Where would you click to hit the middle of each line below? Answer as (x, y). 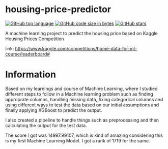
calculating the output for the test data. (46, 125)
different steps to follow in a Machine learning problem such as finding (79, 94)
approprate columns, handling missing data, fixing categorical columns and (84, 99)
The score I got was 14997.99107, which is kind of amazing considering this (84, 135)
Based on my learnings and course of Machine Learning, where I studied (81, 88)
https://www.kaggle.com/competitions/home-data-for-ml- (76, 48)
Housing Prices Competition (35, 39)
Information (31, 74)
